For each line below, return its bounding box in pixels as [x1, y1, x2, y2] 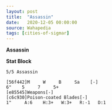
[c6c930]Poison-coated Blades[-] [6, 95, 88, 101]
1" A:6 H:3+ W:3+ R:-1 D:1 [6, 100, 107, 106]
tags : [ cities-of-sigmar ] [6, 30, 69, 36]
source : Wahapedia [6, 25, 51, 31]
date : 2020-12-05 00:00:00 [6, 19, 77, 25]
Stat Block [6, 58, 32, 65]
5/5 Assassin [6, 69, 38, 75]
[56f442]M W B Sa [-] [6, 80, 99, 85]
